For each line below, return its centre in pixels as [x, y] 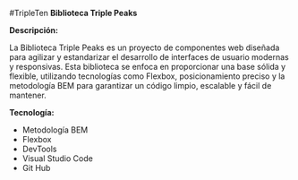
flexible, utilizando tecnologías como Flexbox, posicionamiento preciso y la [147, 76]
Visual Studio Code [58, 159]
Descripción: [34, 30]
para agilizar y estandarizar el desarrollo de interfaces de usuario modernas [149, 57]
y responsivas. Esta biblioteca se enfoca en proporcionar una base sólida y [148, 67]
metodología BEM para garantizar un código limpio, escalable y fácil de [140, 86]
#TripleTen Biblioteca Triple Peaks [73, 13]
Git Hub [36, 168]
